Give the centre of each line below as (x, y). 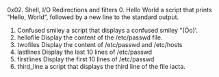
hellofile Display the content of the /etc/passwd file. (90, 37)
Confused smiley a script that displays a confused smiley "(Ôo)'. (107, 30)
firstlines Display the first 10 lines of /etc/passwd (86, 59)
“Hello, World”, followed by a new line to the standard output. (93, 17)
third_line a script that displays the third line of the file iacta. (101, 66)
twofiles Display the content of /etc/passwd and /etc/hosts (100, 45)
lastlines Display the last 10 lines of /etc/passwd (85, 52)
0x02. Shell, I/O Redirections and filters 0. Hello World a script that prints (109, 10)
